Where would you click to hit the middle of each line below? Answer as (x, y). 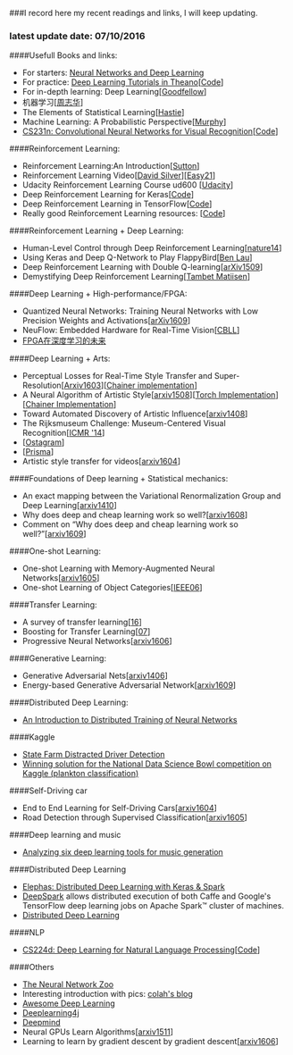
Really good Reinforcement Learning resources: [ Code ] (124, 214)
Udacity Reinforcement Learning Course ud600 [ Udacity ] (128, 185)
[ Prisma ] (38, 452)
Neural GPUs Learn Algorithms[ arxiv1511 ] (98, 1032)
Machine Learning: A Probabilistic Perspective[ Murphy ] (124, 122)
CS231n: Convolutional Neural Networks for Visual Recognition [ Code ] (150, 131)
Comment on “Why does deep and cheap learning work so (130, 524)
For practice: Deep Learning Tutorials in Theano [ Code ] (123, 82)
